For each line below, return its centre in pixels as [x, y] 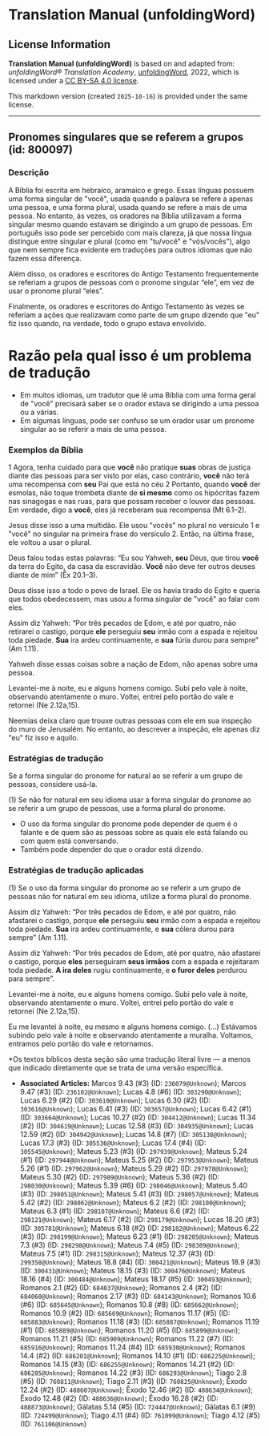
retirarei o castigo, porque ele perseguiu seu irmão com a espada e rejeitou [133, 631]
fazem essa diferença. [45, 258]
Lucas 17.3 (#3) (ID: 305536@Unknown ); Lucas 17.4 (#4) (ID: [113, 1143]
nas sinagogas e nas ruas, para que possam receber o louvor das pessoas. [132, 501]
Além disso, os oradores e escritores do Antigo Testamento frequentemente [133, 273]
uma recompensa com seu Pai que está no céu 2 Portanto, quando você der [134, 484]
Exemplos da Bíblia [46, 450]
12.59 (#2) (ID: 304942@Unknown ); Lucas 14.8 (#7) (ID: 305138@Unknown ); [133, 1134]
